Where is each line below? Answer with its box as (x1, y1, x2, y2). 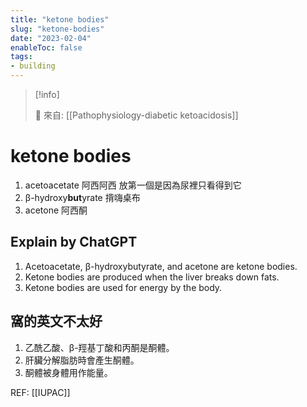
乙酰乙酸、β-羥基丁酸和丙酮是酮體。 (24, 341, 175, 353)
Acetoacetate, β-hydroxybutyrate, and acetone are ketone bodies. (24, 260, 298, 272)
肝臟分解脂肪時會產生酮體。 (24, 354, 140, 366)
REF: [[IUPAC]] (10, 386, 71, 398)
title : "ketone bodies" (10, 14, 110, 25)
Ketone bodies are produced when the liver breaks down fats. (24, 271, 280, 283)
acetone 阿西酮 (24, 204, 88, 216)
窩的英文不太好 (10, 313, 103, 330)
